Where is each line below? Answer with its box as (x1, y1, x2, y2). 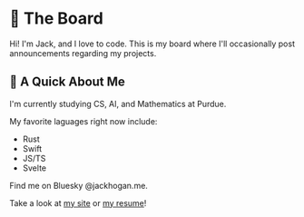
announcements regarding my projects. (9, 47, 157, 58)
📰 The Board (9, 8, 104, 29)
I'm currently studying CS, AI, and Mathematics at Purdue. (9, 98, 227, 109)
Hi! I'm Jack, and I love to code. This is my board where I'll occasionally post (9, 38, 295, 49)
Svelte (22, 163, 47, 173)
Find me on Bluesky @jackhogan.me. (9, 180, 148, 191)
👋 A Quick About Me (9, 74, 125, 90)
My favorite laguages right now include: (9, 115, 158, 126)
